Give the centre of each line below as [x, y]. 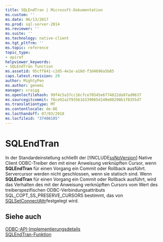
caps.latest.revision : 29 [32, 76]
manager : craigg [22, 90]
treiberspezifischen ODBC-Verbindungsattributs [55, 190]
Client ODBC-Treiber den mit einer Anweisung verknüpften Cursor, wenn [81, 163]
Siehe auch [23, 217]
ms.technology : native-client [37, 39]
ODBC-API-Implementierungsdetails [43, 229]
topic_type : [18, 52]
